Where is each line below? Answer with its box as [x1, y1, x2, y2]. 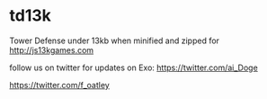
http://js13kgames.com [9, 44, 94, 55]
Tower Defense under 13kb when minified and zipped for [9, 35, 220, 46]
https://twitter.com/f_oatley [9, 79, 110, 90]
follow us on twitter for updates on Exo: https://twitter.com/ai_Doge [9, 62, 258, 73]
